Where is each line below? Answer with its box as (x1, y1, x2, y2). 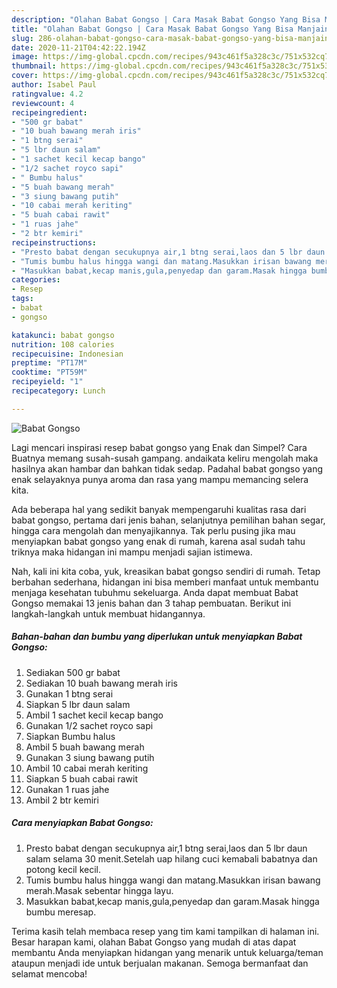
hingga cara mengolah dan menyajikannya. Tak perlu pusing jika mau (11, 524, 296, 536)
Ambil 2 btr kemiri (25, 794, 99, 806)
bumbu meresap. (25, 906, 97, 918)
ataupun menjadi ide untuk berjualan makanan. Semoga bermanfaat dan (11, 957, 309, 969)
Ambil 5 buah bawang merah (25, 741, 145, 753)
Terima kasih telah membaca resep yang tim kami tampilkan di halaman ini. (11, 925, 320, 937)
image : (11, 52, 39, 62)
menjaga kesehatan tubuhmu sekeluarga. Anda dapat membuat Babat (11, 586, 299, 598)
